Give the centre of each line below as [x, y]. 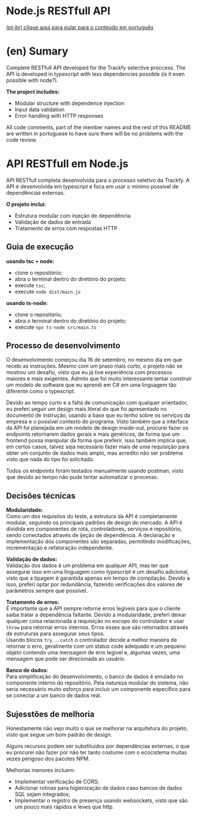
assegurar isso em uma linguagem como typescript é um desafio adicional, [98, 572]
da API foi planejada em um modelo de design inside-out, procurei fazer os [98, 428]
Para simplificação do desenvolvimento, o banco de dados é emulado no [95, 677]
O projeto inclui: [26, 204]
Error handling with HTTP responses [59, 115]
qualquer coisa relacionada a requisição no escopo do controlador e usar [95, 621]
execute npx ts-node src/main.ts [56, 327]
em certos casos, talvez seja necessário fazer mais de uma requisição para [98, 447]
